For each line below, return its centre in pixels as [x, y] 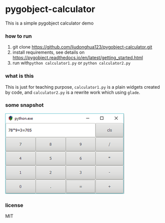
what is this [20, 76]
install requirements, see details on [48, 52]
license [14, 205]
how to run [19, 36]
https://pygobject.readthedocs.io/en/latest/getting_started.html [78, 58]
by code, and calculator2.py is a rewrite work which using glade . [73, 92]
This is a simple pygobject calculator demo [49, 23]
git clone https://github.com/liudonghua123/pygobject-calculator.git [82, 47]
